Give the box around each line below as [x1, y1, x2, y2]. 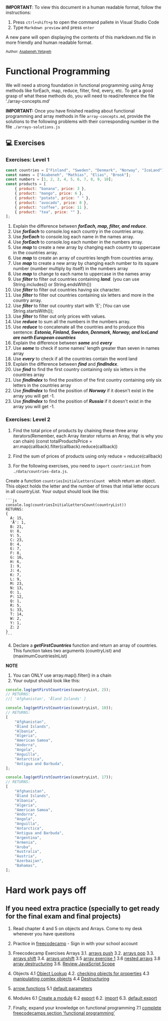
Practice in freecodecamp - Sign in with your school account [12, 940, 138, 946]
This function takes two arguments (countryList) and [12, 647, 121, 653]
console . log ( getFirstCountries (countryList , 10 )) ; [5, 705, 113, 711]
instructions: [5, 9, 31, 15]
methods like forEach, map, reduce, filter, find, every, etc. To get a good [5, 87, 154, 93]
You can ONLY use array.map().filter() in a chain [12, 672, 112, 678]
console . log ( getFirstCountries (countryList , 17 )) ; [5, 775, 113, 780]
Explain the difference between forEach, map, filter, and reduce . [12, 223, 148, 229]
